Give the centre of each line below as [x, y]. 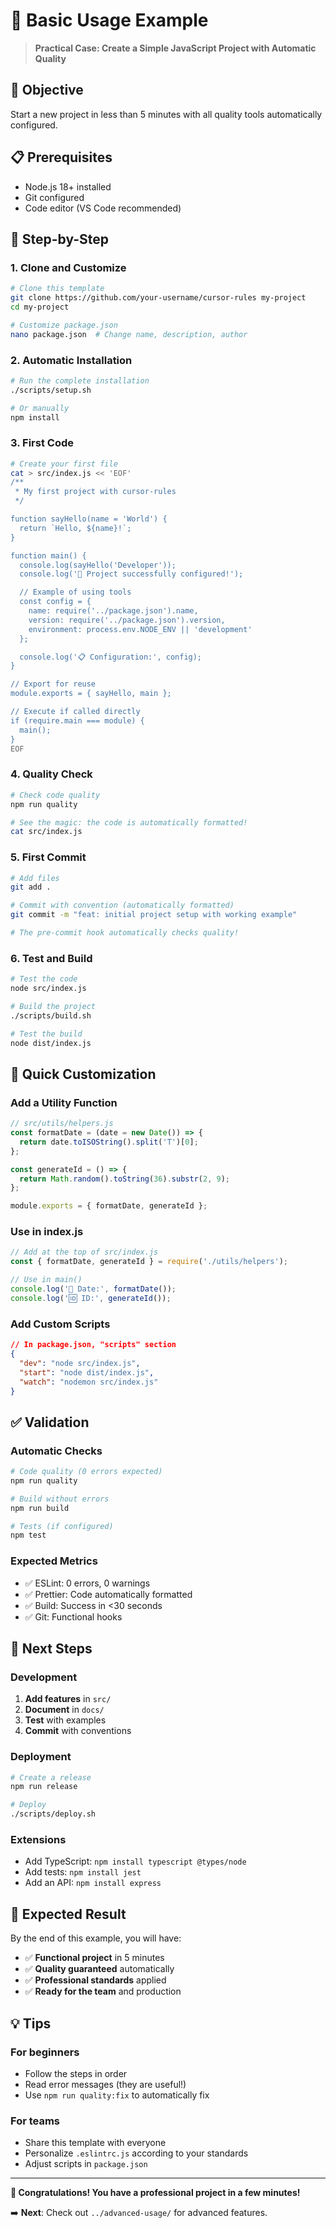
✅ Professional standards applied [95, 1980]
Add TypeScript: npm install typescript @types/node [135, 1861]
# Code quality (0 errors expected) [86, 1472]
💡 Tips [31, 2023]
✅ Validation [50, 1422]
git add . [31, 887]
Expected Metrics [54, 1561]
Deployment [41, 1757]
